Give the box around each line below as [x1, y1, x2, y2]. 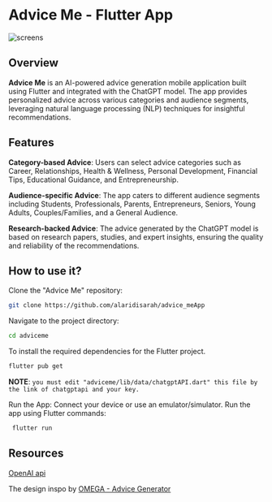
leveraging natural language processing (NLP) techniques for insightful [8, 103, 245, 113]
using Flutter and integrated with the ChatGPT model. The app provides [8, 86, 248, 96]
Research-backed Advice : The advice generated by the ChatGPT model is [8, 223, 259, 233]
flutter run [11, 424, 53, 432]
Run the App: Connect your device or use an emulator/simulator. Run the [8, 400, 251, 409]
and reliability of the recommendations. [8, 240, 140, 250]
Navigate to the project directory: [8, 316, 119, 326]
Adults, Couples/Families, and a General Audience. [8, 207, 179, 217]
